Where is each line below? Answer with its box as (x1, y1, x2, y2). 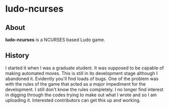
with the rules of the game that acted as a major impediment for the (5, 81, 146, 87)
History (5, 51, 29, 60)
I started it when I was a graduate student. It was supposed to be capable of (5, 64, 164, 71)
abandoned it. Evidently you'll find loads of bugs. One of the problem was (5, 76, 159, 82)
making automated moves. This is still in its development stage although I (5, 70, 158, 76)
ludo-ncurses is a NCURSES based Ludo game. (5, 37, 105, 43)
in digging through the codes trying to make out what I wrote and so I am (5, 92, 157, 98)
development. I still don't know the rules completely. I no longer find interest (5, 86, 163, 92)
